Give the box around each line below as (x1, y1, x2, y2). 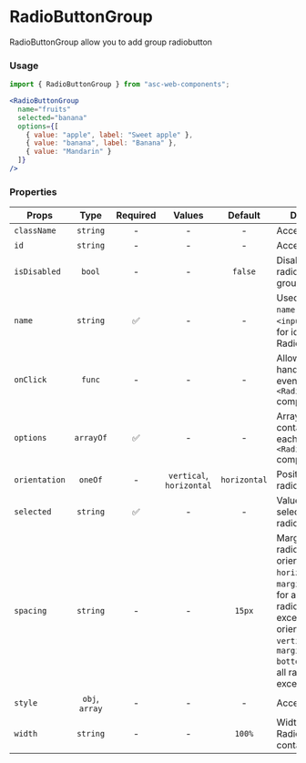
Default (227, 209, 261, 222)
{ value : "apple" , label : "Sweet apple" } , (25, 130, 194, 139)
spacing (14, 605, 47, 616)
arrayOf (74, 432, 107, 443)
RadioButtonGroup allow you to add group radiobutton (9, 36, 212, 47)
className (14, 226, 56, 236)
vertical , (168, 469, 209, 482)
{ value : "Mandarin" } (25, 148, 112, 157)
